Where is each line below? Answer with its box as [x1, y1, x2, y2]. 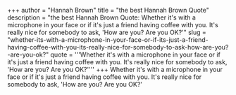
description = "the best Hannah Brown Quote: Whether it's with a [7, 13, 196, 22]
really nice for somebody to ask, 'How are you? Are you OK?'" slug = [7, 28, 206, 36]
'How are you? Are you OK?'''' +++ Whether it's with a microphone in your [7, 66, 223, 73]
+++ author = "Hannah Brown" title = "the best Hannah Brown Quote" [7, 6, 210, 14]
